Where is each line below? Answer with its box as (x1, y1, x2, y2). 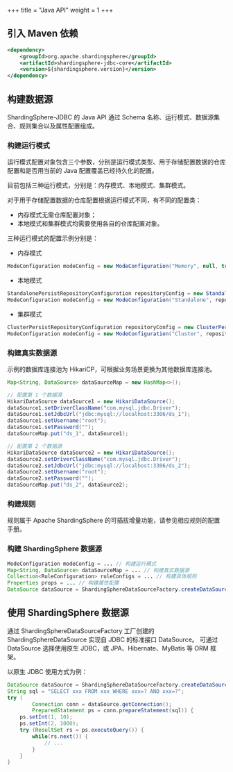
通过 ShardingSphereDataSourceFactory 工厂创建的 (7, 626, 155, 635)
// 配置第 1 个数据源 (7, 392, 62, 398)
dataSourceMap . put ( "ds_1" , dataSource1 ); (7, 430, 129, 437)
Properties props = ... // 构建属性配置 (7, 580, 119, 587)
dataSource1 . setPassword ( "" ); (7, 423, 95, 431)
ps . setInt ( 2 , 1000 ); (19, 720, 79, 728)
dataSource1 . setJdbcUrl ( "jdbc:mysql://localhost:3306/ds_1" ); (7, 411, 191, 418)
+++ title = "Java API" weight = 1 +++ (7, 6, 114, 14)
